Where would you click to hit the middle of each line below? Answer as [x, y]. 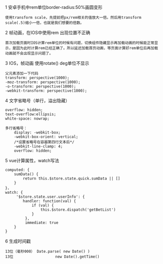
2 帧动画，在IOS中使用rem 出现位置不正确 [48, 33]
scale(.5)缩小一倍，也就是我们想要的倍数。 [44, 23]
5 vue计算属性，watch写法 [32, 160]
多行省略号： [16, 128]
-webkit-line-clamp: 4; [39, 146]
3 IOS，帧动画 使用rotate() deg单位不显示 [47, 63]
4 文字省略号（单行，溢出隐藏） [38, 101]
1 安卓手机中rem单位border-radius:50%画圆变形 [54, 7]
